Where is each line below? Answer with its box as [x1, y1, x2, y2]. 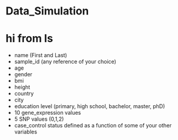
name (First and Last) [14, 52, 67, 59]
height [14, 84, 31, 91]
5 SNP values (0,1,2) [14, 115, 64, 123]
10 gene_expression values [14, 109, 82, 117]
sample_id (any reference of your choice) [14, 58, 116, 65]
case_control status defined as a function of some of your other [14, 122, 172, 129]
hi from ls [5, 32, 53, 46]
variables [14, 128, 37, 136]
